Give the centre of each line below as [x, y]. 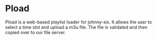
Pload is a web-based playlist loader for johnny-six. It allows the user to [78, 22]
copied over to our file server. [36, 32]
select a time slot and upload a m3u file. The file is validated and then [77, 27]
